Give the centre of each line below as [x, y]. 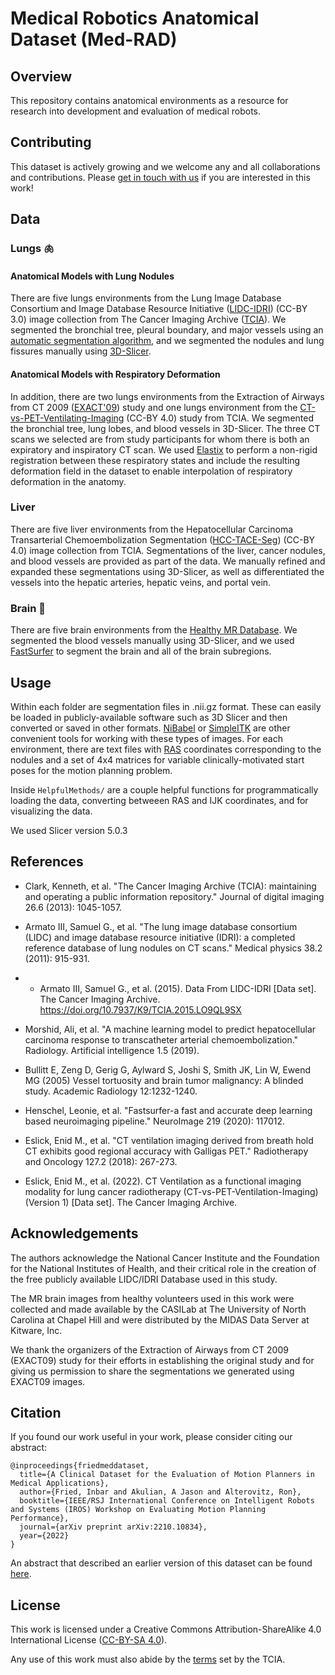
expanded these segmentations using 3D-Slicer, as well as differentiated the [167, 571]
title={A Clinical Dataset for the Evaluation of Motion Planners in [167, 1475]
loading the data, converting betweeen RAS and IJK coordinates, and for [159, 800]
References [47, 862]
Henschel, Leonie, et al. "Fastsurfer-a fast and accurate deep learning [168, 1110]
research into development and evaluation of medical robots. [136, 111]
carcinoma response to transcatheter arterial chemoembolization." [161, 1039]
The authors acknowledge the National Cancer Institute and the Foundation [165, 1258]
